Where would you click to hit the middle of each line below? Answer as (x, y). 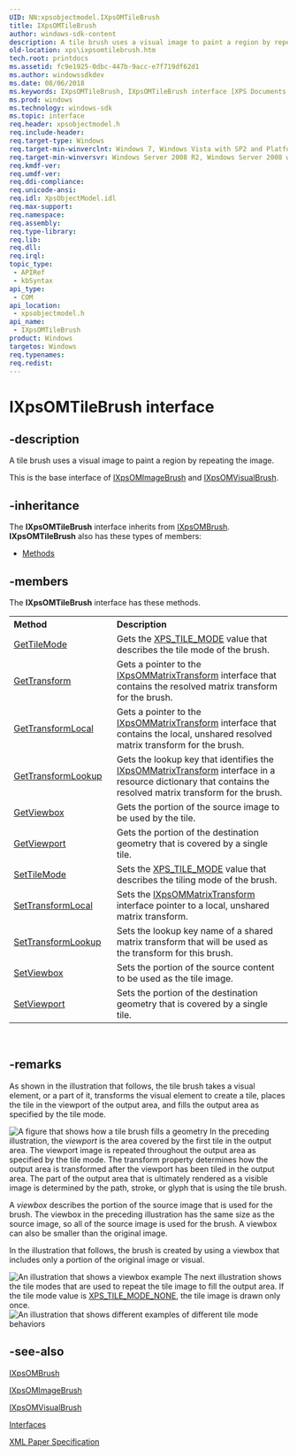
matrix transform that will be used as (192, 942)
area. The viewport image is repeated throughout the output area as (133, 1150)
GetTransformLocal (54, 728)
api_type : (27, 289)
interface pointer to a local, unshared (193, 905)
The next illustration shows (233, 1276)
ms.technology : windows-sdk (61, 108)
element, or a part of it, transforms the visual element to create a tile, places (147, 1095)
